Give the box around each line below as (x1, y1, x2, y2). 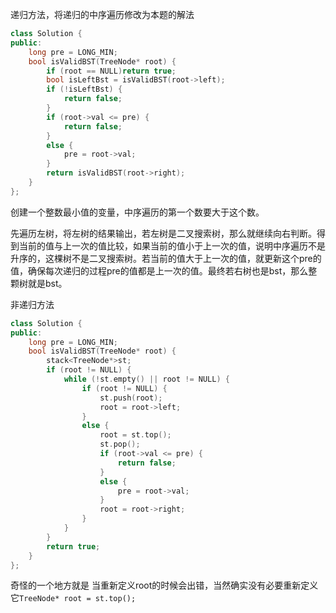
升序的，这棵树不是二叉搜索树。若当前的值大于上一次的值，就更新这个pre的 (10, 252, 322, 264)
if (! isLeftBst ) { (46, 84, 123, 95)
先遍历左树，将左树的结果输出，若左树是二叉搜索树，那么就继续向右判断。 (10, 227, 317, 239)
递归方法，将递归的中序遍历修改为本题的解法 (10, 9, 195, 20)
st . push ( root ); (99, 393, 163, 403)
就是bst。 (27, 277, 68, 289)
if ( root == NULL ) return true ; (46, 66, 177, 76)
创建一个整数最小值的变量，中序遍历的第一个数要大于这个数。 (10, 206, 265, 218)
